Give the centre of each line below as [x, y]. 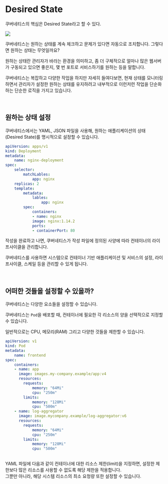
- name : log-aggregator [39, 411]
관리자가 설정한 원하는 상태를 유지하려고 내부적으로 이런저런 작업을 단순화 [90, 84]
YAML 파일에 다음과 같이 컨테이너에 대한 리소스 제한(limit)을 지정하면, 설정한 [80, 464]
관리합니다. [38, 247]
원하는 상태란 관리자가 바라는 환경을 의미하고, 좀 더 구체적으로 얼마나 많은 [77, 61]
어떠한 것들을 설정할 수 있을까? [50, 291]
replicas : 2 [27, 184]
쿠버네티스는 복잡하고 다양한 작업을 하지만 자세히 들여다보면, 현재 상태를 [75, 78]
